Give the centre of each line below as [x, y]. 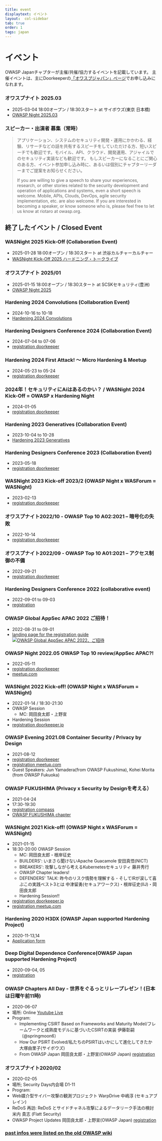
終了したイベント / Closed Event [54, 227]
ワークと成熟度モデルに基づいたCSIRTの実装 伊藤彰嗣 [81, 1030]
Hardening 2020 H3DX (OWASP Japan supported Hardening [77, 919]
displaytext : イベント [26, 14]
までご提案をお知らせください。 [53, 170]
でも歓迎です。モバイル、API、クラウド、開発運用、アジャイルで [90, 152]
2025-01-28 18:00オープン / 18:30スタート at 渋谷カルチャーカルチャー [83, 253]
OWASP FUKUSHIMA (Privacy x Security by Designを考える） [79, 788]
